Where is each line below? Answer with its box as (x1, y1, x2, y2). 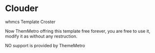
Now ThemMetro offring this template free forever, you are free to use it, (5, 28, 151, 34)
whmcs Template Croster (5, 19, 56, 25)
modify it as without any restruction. (5, 33, 77, 39)
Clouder (5, 3, 39, 14)
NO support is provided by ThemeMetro (5, 42, 85, 48)
